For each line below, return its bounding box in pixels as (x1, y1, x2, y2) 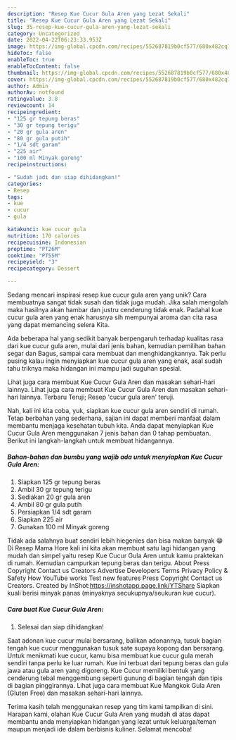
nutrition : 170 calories (7, 232, 80, 240)
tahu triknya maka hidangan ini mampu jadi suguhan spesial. (7, 364, 182, 372)
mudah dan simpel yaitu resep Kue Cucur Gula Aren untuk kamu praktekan (7, 551, 223, 560)
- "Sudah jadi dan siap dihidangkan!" (7, 173, 121, 180)
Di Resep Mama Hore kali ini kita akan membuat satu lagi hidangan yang (7, 543, 216, 552)
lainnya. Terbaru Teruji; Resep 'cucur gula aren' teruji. (20, 393, 176, 401)
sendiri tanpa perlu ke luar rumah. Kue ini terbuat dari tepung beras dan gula (7, 658, 228, 667)
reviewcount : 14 (7, 102, 55, 109)
